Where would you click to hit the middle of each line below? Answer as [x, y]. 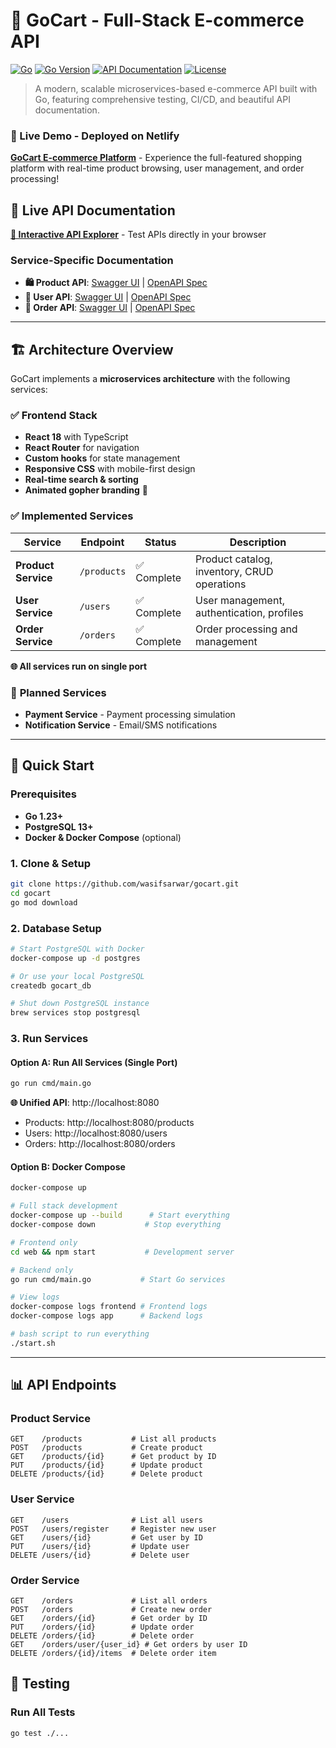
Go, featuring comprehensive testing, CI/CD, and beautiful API [162, 99]
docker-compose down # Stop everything [116, 1225]
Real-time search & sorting [81, 480]
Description [258, 542]
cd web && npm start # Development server [122, 1252]
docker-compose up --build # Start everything [120, 1215]
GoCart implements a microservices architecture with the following [150, 379]
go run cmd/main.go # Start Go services [118, 1279]
